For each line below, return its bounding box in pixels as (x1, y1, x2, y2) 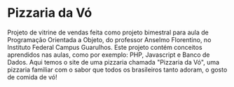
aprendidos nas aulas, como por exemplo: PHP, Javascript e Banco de (7, 51, 210, 59)
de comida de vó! (7, 72, 57, 81)
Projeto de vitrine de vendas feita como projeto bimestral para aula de (7, 28, 209, 36)
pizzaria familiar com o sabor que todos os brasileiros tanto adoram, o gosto (7, 65, 228, 74)
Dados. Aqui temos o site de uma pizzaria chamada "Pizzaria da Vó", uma (7, 58, 219, 66)
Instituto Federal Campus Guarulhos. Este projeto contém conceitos (7, 43, 202, 51)
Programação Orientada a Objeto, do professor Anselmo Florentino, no (7, 35, 212, 43)
